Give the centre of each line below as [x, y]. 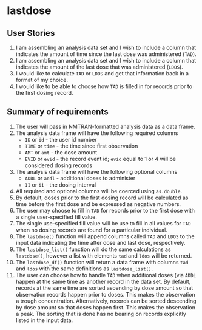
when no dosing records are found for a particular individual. [91, 230]
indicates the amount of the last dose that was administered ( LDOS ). [99, 67]
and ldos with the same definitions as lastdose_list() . [84, 269]
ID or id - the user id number [61, 139]
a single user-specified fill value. [56, 217]
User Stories [31, 33]
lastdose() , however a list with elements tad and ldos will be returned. [104, 255]
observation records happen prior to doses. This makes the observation [106, 294]
